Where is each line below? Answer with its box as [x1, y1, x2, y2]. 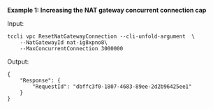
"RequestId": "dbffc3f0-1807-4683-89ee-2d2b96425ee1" [32, 83, 192, 90]
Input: [7, 20, 24, 27]
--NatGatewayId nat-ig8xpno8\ [20, 39, 108, 46]
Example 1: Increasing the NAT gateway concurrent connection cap [7, 6, 207, 14]
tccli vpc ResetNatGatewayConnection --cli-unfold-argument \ [7, 33, 196, 40]
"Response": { [20, 77, 61, 84]
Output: [7, 57, 29, 66]
